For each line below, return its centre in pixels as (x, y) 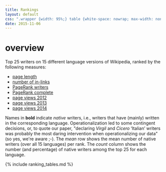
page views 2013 (29, 103)
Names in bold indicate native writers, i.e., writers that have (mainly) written (82, 118)
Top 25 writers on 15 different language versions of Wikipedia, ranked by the (83, 62)
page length (24, 77)
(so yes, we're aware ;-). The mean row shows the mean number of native (81, 139)
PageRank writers (30, 87)
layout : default (22, 14)
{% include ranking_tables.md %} (39, 165)
